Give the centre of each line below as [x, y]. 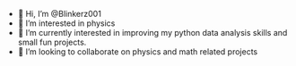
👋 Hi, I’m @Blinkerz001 [59, 14]
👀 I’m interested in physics [66, 23]
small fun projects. [52, 42]
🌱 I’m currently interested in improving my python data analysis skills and [152, 33]
